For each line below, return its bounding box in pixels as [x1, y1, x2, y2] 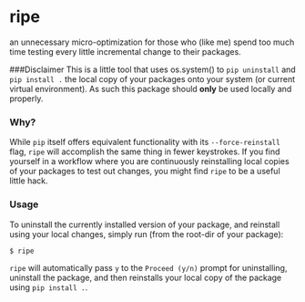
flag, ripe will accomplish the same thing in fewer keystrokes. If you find [9, 146, 280, 157]
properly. [9, 93, 44, 104]
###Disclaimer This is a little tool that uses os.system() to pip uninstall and [9, 64, 296, 75]
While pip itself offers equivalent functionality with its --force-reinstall [9, 137, 280, 148]
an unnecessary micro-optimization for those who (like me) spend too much [9, 36, 295, 47]
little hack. [9, 175, 48, 186]
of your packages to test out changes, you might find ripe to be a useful [9, 166, 280, 177]
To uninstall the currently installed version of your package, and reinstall [9, 219, 280, 230]
